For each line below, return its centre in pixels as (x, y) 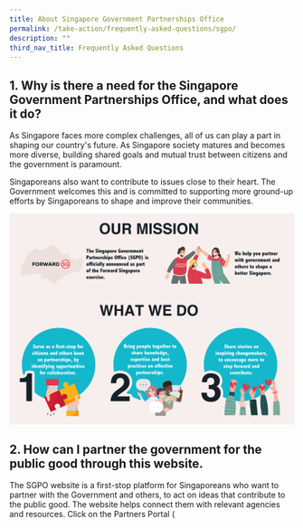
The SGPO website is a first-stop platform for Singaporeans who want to (144, 486)
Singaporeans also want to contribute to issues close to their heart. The (142, 182)
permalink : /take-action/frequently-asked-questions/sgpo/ (123, 28)
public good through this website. (106, 464)
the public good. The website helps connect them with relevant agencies (145, 504)
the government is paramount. (66, 165)
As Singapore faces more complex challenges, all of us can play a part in (145, 136)
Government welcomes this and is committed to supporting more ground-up (151, 192)
